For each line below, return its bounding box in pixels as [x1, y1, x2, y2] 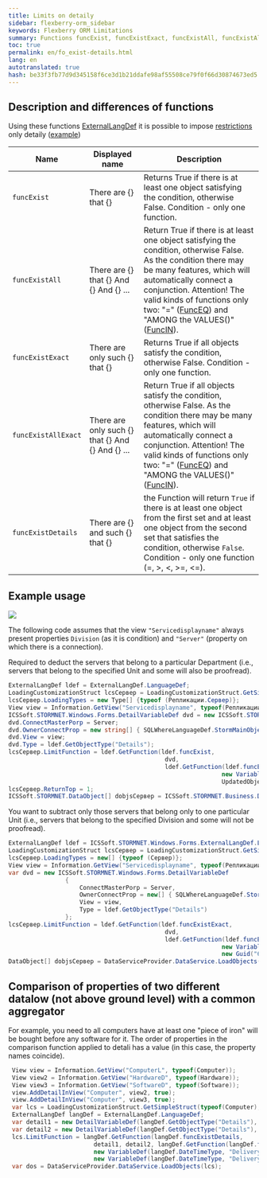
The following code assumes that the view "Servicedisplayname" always [8, 626, 245, 635]
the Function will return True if [143, 493, 255, 504]
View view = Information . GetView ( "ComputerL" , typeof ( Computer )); [11, 1066, 237, 1075]
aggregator [8, 1004, 65, 1018]
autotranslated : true [8, 64, 80, 72]
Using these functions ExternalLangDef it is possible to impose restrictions [8, 121, 253, 131]
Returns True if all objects [143, 337, 239, 349]
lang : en [8, 57, 37, 64]
